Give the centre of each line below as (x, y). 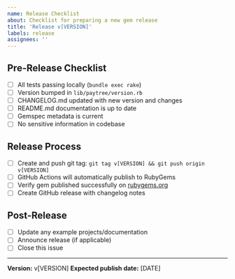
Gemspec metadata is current (60, 116)
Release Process (44, 146)
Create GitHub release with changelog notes (81, 193)
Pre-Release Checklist (57, 68)
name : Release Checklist (43, 14)
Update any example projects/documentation (83, 232)
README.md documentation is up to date (77, 108)
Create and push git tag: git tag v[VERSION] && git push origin (111, 163)
